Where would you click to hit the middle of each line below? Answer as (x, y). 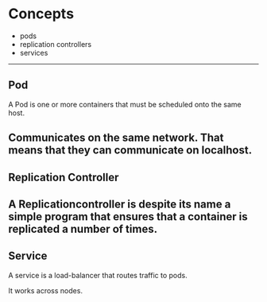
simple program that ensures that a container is (128, 217)
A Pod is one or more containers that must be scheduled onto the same (125, 104)
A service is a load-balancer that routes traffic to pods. (98, 275)
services (34, 52)
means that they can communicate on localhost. (130, 151)
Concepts (41, 14)
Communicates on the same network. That (116, 138)
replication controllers (56, 44)
